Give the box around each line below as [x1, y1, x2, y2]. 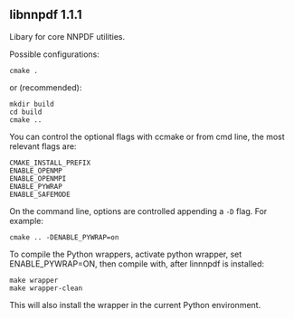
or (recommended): [9, 81, 82, 93]
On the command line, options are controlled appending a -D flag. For [9, 205, 268, 216]
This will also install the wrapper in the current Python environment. [9, 299, 261, 310]
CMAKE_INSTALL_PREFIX [9, 158, 91, 167]
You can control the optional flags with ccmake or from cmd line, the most [9, 131, 285, 142]
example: [9, 215, 43, 226]
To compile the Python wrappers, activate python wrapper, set [9, 249, 242, 259]
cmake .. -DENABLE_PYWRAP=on [9, 232, 119, 242]
